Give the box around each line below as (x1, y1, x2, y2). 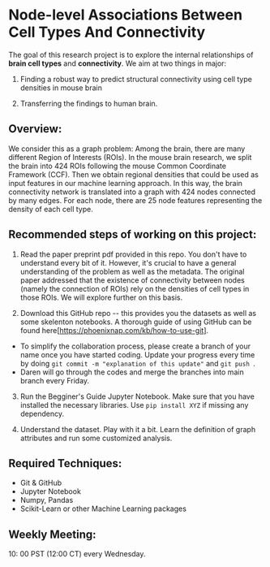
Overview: (8, 122, 62, 136)
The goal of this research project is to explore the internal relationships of (8, 50, 254, 59)
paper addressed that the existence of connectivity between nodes (19, 275, 245, 285)
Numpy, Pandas (19, 496, 74, 505)
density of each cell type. (8, 204, 93, 214)
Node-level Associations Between (8, 6, 243, 24)
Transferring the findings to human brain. (19, 98, 158, 108)
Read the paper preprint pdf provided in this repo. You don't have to (19, 249, 247, 259)
